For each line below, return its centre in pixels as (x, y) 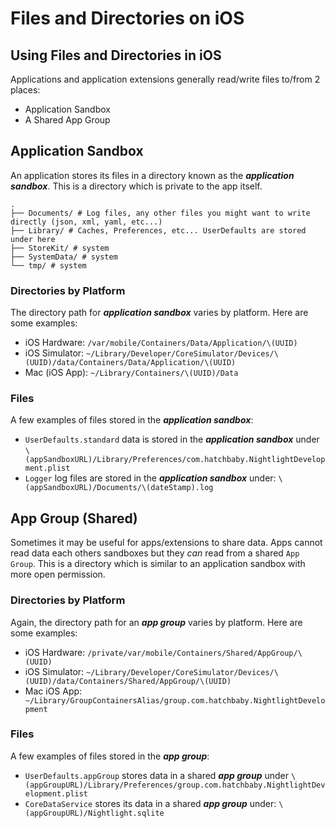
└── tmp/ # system (48, 265)
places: (25, 90)
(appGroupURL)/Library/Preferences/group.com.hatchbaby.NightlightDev (175, 785)
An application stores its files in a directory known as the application (152, 175)
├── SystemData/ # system (64, 257)
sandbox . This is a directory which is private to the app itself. (136, 186)
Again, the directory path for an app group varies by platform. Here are (156, 622)
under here (33, 239)
